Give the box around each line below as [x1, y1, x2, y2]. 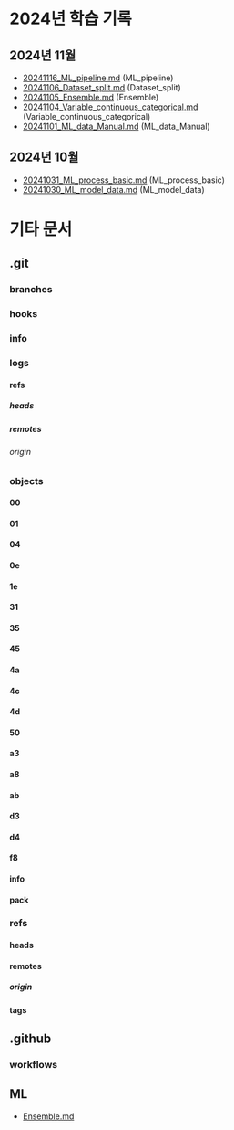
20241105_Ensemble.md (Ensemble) [22, 92, 159, 102]
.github [9, 1030, 52, 1046]
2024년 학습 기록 [9, 8, 132, 29]
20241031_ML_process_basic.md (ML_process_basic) [22, 174, 225, 185]
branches [9, 283, 53, 296]
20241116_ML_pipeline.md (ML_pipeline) [22, 72, 174, 83]
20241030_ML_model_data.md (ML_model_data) [22, 184, 205, 195]
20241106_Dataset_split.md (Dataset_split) [22, 82, 182, 92]
